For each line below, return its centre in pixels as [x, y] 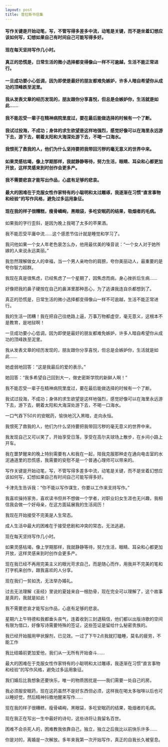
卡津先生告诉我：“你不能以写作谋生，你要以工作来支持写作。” [67, 488]
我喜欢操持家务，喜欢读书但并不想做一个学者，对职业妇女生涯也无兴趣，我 [82, 498]
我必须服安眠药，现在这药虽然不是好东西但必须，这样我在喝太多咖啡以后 [79, 691]
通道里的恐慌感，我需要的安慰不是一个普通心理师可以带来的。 [73, 460]
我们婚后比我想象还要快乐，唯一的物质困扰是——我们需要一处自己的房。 [79, 680]
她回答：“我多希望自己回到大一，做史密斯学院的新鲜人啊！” [66, 378]
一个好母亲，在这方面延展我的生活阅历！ [64, 505]
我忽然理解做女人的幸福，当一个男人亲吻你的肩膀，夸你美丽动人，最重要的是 [84, 261]
